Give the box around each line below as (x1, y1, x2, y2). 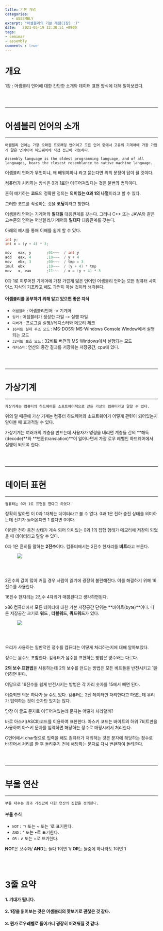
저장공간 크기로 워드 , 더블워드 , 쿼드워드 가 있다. (10, 610, 99, 616)
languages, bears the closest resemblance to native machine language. (5, 160, 153, 165)
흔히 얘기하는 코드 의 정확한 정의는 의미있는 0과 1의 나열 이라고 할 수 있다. (5, 190, 141, 196)
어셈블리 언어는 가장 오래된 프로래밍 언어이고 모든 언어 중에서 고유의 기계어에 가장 (5, 142, 149, 147)
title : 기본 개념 (5, 7, 36, 12)
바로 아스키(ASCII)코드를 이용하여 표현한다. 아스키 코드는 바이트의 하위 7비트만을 (5, 718, 158, 724)
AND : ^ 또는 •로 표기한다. (12, 829, 59, 835)
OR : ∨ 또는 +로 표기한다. (12, 835, 59, 841)
